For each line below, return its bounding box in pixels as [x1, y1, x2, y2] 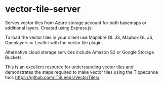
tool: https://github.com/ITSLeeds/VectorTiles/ [5, 74, 100, 80]
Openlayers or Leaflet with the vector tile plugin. [5, 39, 103, 45]
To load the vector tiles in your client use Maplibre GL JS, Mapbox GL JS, [5, 34, 154, 40]
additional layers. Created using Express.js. [5, 25, 93, 30]
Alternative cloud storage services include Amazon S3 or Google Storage [5, 49, 154, 55]
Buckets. [5, 54, 23, 60]
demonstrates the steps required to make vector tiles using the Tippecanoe [5, 69, 159, 75]
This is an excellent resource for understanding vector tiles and [5, 64, 134, 70]
